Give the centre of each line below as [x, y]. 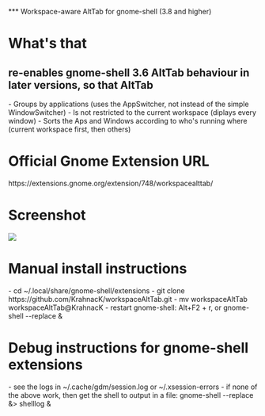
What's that [47, 44]
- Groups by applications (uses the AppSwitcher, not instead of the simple [129, 104]
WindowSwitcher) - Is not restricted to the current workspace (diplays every [132, 113]
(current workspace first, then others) [70, 129]
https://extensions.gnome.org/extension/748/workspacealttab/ [111, 183]
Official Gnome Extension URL [109, 161]
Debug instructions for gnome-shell [129, 348]
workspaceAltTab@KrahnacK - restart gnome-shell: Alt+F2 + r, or [115, 307]
